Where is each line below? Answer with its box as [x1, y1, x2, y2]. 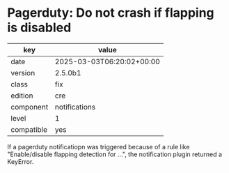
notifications [54, 102, 96, 112]
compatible [10, 124, 47, 134]
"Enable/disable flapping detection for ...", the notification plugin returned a [7, 150, 223, 158]
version [10, 68, 35, 77]
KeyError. [7, 157, 34, 165]
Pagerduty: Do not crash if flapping [7, 5, 214, 21]
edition [10, 91, 33, 100]
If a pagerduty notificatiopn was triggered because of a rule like [7, 142, 190, 151]
